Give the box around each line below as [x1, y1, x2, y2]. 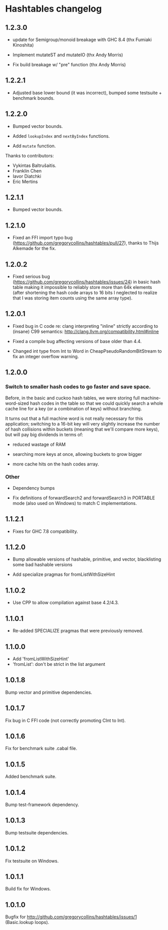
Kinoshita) [12, 42, 34, 48]
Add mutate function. [12, 143, 56, 149]
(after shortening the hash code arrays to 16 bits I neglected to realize [12, 289, 157, 296]
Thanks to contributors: [5, 152, 54, 158]
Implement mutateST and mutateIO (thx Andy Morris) [12, 52, 124, 58]
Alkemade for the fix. [12, 245, 57, 251]
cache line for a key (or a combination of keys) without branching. [5, 405, 142, 411]
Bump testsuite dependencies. [5, 829, 69, 835]
